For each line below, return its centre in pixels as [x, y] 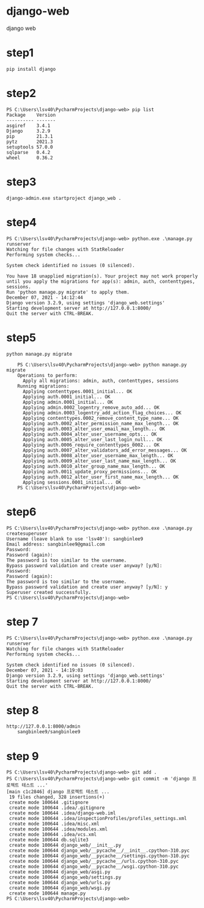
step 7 [22, 622]
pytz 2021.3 [30, 142]
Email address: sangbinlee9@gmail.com [56, 544]
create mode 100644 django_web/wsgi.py [60, 888]
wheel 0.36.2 [30, 158]
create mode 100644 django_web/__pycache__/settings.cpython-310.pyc [99, 856]
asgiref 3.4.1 [28, 126]
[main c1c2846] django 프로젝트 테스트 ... [58, 792]
